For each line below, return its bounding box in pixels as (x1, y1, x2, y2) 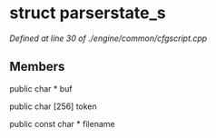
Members (9, 59, 65, 74)
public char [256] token (9, 101, 97, 112)
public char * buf (9, 83, 73, 94)
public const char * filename (9, 118, 115, 129)
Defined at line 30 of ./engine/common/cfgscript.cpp (9, 33, 208, 44)
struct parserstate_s (9, 3, 166, 24)
